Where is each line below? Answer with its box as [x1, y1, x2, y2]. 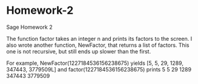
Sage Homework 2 [6, 23, 53, 31]
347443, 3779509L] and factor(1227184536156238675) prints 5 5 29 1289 [6, 65, 192, 73]
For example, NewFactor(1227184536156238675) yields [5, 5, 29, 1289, [6, 59, 183, 67]
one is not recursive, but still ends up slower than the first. [6, 47, 151, 55]
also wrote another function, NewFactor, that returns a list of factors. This [6, 41, 190, 49]
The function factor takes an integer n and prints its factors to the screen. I [6, 35, 193, 42]
